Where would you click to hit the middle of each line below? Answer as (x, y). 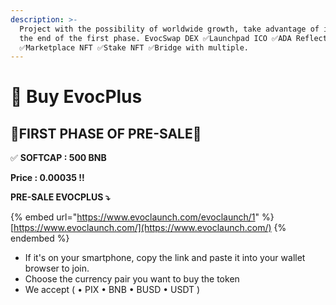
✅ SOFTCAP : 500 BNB (58, 158)
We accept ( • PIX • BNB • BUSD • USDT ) (112, 290)
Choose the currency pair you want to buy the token (132, 279)
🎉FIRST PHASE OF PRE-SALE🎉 (106, 133)
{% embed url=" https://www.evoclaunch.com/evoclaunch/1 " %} (142, 217)
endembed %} (40, 238)
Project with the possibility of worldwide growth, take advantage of (169, 29)
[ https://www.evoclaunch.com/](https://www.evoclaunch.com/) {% (148, 228)
